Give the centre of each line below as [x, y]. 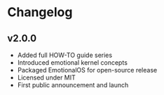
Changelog [40, 12]
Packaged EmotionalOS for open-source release [87, 70]
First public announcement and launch [73, 85]
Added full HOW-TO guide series [65, 55]
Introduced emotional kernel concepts [73, 63]
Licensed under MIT [46, 77]
